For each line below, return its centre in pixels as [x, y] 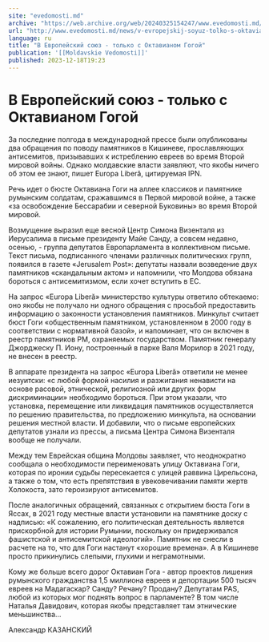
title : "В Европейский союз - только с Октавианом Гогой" [107, 46]
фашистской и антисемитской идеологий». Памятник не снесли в [121, 539]
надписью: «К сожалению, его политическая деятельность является [126, 522]
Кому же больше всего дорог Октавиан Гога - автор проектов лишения [131, 571]
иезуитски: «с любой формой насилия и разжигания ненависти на [122, 380]
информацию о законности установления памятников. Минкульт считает [134, 313]
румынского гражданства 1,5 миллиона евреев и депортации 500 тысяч [132, 580]
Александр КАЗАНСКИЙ [50, 629]
